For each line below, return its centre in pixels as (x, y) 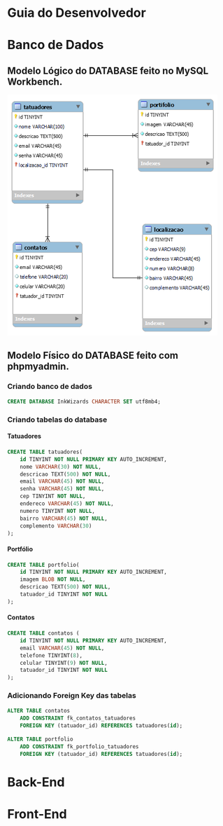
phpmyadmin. (38, 366)
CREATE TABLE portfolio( (43, 565)
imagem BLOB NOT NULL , (53, 579)
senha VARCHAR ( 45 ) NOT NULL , (62, 489)
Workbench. (35, 82)
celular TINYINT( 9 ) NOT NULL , (64, 663)
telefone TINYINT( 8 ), (51, 655)
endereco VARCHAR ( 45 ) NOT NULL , (67, 504)
